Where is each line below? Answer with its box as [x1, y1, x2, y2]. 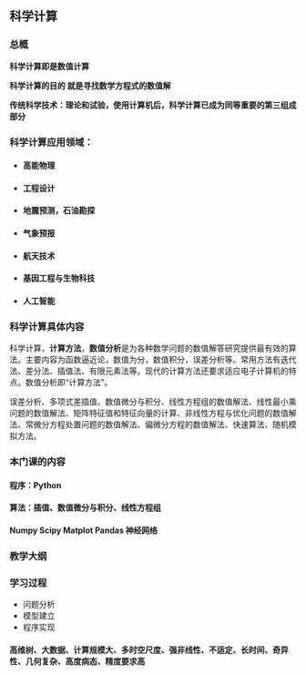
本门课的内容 [9, 455, 66, 467]
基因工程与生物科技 [22, 272, 96, 284]
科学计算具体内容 [9, 320, 85, 332]
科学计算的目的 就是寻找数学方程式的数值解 [9, 80, 171, 91]
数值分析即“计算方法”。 [25, 377, 113, 388]
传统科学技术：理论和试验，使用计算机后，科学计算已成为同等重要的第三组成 [9, 99, 297, 110]
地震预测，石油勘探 [22, 205, 96, 216]
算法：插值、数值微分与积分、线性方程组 [9, 502, 161, 513]
